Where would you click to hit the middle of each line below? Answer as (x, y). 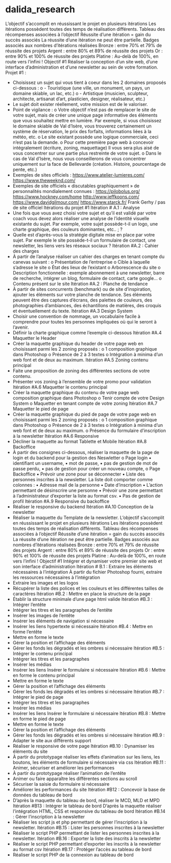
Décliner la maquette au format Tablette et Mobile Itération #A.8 (80, 441)
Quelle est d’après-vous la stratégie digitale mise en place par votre (84, 234)
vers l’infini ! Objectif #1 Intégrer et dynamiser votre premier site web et (87, 561)
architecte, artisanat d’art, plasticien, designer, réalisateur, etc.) (79, 99)
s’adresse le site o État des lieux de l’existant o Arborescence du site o (87, 267)
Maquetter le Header (34, 338)
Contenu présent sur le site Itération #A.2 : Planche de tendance (80, 284)
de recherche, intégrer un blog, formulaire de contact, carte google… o (87, 278)
